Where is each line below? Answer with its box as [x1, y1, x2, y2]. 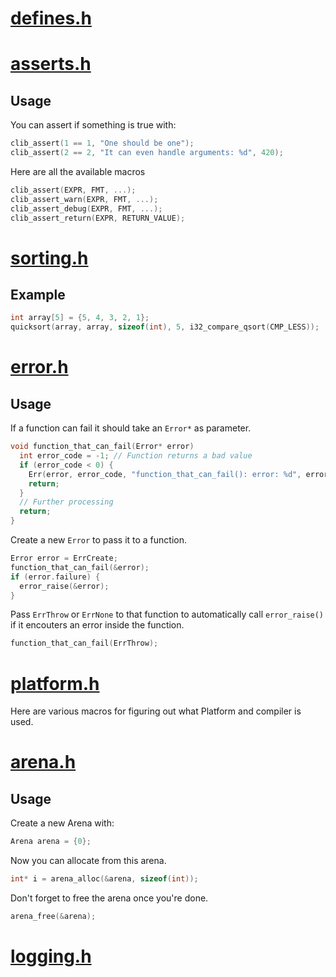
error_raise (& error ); [19, 581, 110, 591]
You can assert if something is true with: [10, 119, 177, 131]
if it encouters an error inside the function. [10, 619, 185, 631]
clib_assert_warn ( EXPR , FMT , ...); [10, 194, 159, 204]
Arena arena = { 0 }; [10, 837, 92, 847]
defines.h [10, 7, 92, 30]
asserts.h [10, 53, 92, 76]
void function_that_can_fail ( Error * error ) [10, 442, 195, 452]
